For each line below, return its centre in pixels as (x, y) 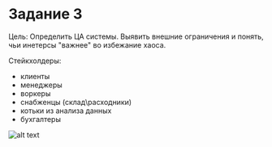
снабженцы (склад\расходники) (76, 102)
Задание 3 (45, 14)
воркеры (35, 93)
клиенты (35, 76)
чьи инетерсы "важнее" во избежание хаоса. (87, 44)
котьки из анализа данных (66, 111)
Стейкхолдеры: (35, 61)
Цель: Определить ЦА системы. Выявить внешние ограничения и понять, (136, 36)
